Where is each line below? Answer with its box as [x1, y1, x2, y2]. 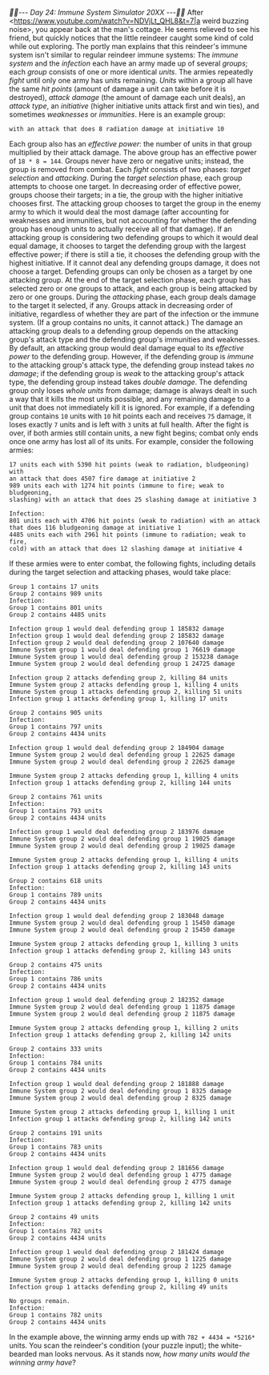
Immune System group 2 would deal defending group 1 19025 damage [9, 835, 235, 843]
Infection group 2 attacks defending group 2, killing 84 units [9, 674, 228, 682]
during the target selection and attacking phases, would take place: [9, 567, 231, 576]
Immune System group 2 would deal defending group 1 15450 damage [9, 919, 235, 927]
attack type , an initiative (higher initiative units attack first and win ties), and [9, 101, 259, 110]
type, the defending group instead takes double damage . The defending [9, 377, 247, 387]
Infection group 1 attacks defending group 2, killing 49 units [9, 1283, 228, 1291]
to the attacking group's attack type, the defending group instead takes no [9, 360, 255, 370]
